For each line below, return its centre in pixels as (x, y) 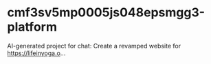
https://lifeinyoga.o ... (36, 53)
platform (32, 27)
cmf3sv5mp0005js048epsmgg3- (106, 13)
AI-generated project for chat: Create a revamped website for (94, 46)
